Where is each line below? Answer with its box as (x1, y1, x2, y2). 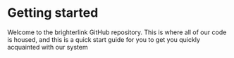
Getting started (7, 5, 99, 21)
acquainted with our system (7, 43, 88, 51)
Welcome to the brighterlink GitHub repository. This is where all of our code (7, 28, 227, 36)
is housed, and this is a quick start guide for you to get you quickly (7, 35, 201, 43)
